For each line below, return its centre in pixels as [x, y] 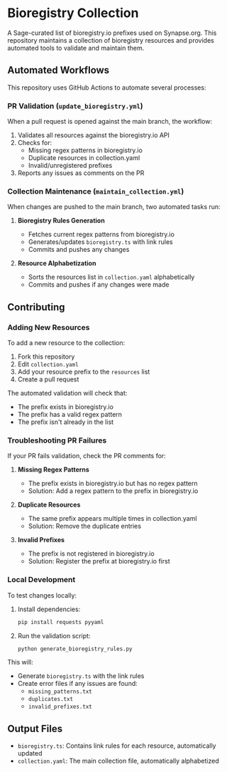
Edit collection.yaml [48, 364]
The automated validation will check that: [67, 393]
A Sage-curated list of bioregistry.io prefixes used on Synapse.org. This [112, 33]
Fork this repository [46, 356]
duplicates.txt [50, 699]
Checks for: [34, 143]
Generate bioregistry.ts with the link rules [81, 676]
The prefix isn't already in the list [66, 422]
